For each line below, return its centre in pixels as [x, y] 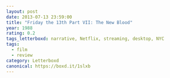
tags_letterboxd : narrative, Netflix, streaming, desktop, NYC [85, 39]
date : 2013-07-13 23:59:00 [39, 17]
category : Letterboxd [33, 60]
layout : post [22, 11]
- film [19, 50]
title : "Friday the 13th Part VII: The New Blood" [69, 22]
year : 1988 [19, 28]
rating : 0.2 [21, 33]
